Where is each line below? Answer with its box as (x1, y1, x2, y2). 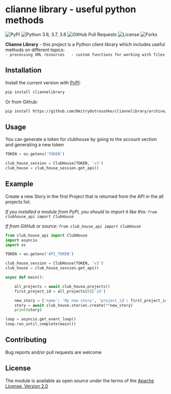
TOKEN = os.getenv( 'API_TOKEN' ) (5, 251, 74, 257)
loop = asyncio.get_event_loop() (5, 317, 76, 322)
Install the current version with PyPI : (5, 79, 81, 85)
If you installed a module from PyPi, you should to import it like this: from (5, 208, 157, 215)
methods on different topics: (5, 47, 65, 53)
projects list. (5, 198, 32, 205)
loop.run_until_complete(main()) (5, 321, 76, 327)
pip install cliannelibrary (5, 89, 65, 95)
